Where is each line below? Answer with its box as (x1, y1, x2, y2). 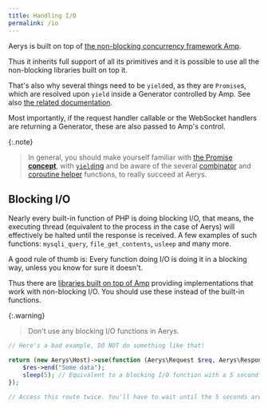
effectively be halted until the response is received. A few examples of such (8, 231, 258, 240)
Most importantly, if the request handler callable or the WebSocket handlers (8, 113, 258, 122)
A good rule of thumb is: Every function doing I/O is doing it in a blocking (8, 255, 247, 264)
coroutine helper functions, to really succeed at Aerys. (27, 169, 207, 179)
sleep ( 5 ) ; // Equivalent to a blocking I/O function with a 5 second (22, 370, 259, 379)
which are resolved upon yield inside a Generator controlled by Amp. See (8, 89, 251, 98)
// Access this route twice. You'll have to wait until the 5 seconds (8, 393, 248, 401)
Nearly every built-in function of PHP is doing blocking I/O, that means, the (8, 213, 254, 224)
